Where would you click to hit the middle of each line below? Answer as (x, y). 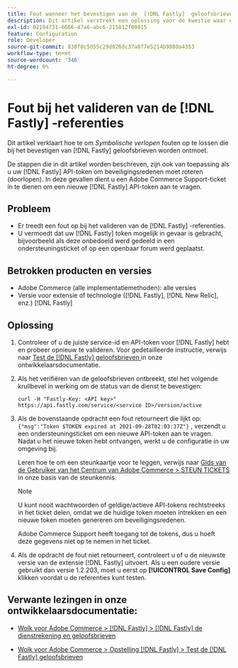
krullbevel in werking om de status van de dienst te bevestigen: (110, 386)
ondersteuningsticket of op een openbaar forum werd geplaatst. (111, 248)
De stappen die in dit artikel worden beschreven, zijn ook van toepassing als (119, 164)
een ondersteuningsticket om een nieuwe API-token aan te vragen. (115, 434)
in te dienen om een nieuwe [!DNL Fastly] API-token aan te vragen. (105, 187)
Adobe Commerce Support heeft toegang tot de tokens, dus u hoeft (116, 534)
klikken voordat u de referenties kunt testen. (82, 578)
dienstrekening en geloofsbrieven (67, 635)
